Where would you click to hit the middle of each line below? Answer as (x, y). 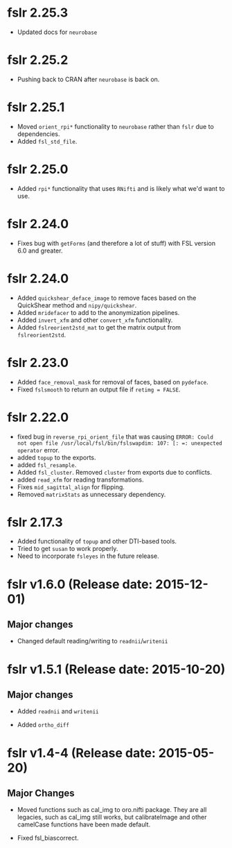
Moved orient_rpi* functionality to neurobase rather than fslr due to (116, 126)
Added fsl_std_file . (47, 141)
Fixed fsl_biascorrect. (48, 838)
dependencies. (38, 134)
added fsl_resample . (47, 465)
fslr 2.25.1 (36, 107)
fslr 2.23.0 (38, 363)
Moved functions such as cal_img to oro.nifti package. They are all (112, 810)
